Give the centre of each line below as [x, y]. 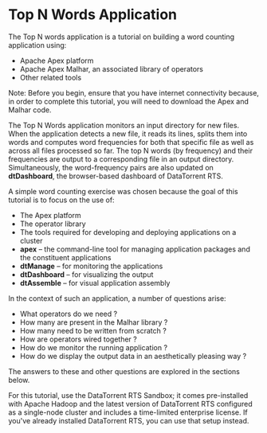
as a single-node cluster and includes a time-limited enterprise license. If [128, 412]
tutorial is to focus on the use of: [61, 200]
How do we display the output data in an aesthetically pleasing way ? [133, 356]
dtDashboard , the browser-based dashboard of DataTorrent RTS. [116, 176]
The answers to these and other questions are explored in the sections [124, 371]
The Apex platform [50, 215]
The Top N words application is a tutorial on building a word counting [122, 37]
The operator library [53, 224]
